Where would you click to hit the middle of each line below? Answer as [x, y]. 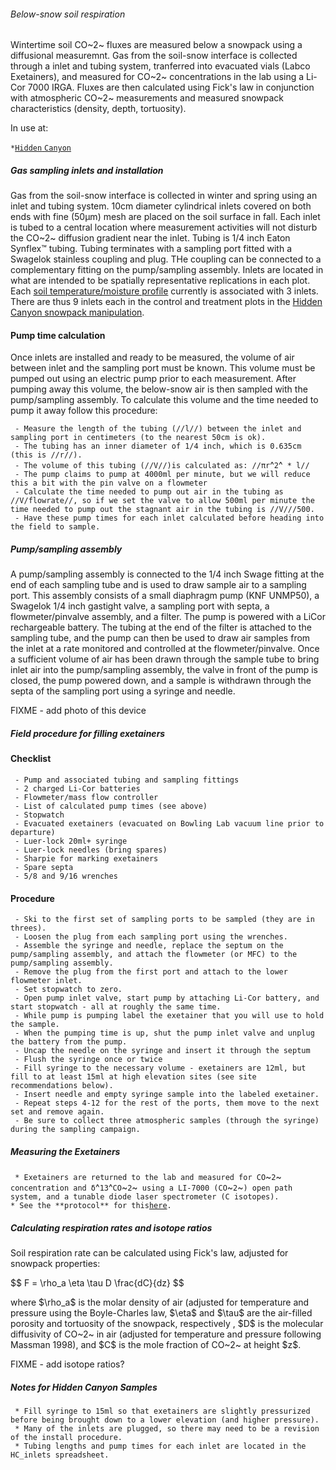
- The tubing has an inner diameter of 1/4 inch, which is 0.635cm [158, 446]
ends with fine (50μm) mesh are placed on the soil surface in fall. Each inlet [165, 217]
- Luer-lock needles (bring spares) [91, 850]
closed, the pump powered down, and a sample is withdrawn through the [161, 681]
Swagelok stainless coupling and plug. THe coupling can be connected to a [166, 259]
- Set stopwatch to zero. [68, 990]
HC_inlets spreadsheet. [60, 1455]
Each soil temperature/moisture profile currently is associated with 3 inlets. [164, 291]
